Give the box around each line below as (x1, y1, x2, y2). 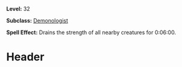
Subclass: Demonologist (6, 17, 69, 24)
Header (6, 50, 44, 64)
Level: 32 (6, 5, 30, 12)
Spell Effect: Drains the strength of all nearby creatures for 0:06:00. (6, 29, 177, 36)
